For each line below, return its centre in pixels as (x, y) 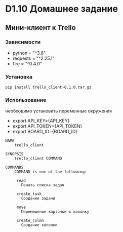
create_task (29, 194)
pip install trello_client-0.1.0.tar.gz (49, 87)
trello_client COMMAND (38, 159)
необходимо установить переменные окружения (59, 111)
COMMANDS (14, 168)
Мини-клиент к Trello (40, 28)
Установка (19, 76)
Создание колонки (39, 225)
